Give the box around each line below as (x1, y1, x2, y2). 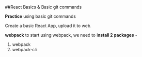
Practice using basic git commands (5, 14, 76, 19)
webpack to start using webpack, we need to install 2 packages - (5, 32, 137, 38)
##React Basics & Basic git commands (5, 4, 82, 10)
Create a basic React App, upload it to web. (5, 23, 92, 28)
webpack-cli (12, 47, 37, 52)
